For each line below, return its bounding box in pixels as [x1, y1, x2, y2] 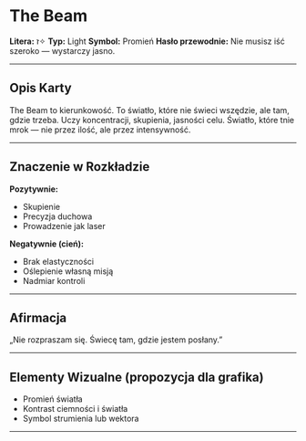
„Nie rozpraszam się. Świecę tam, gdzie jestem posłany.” [9, 334, 223, 345]
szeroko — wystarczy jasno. [9, 45, 116, 56]
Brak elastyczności [22, 256, 94, 267]
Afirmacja [9, 310, 67, 325]
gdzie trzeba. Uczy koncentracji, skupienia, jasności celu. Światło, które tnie [9, 114, 295, 125]
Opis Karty [9, 80, 72, 96]
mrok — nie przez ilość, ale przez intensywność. [9, 124, 191, 135]
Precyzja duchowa [22, 211, 93, 222]
